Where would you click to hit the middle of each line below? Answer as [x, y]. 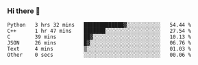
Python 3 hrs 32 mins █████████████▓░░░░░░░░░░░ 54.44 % [99, 25]
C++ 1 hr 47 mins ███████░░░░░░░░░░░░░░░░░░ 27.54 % [99, 31]
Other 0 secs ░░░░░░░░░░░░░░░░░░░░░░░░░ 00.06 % [99, 55]
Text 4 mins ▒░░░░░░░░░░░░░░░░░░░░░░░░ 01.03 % [99, 49]
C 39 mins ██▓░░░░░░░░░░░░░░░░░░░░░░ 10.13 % [99, 37]
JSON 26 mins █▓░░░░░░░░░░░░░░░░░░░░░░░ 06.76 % [99, 43]
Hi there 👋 [24, 11]
